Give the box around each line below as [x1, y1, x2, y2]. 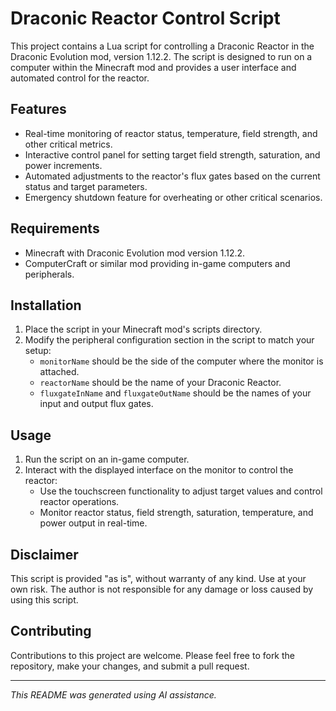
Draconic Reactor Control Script [10, 7, 281, 30]
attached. [39, 366, 80, 378]
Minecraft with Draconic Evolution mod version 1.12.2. [24, 247, 246, 259]
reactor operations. [39, 496, 120, 508]
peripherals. [24, 268, 75, 280]
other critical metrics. [24, 138, 113, 150]
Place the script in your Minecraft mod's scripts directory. [24, 323, 263, 336]
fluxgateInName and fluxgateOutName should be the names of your [39, 387, 312, 399]
